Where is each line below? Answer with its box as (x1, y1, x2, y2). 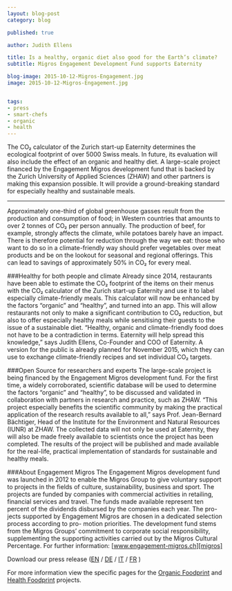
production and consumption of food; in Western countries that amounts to (7, 214, 220, 222)
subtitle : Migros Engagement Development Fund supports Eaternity (7, 60, 202, 68)
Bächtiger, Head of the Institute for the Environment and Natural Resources (7, 418, 220, 426)
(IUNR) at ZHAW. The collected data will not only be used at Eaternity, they (7, 425, 220, 434)
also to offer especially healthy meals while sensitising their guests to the (7, 316, 215, 324)
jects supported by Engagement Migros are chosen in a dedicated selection (7, 512, 223, 520)
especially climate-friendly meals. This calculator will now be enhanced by (7, 294, 220, 302)
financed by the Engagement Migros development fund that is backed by (7, 165, 215, 173)
